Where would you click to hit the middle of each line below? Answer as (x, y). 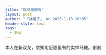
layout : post (19, 14)
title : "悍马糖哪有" (24, 10)
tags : (11, 28)
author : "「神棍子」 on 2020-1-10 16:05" (47, 19)
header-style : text (25, 24)
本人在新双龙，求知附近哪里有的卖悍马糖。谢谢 (53, 47)
